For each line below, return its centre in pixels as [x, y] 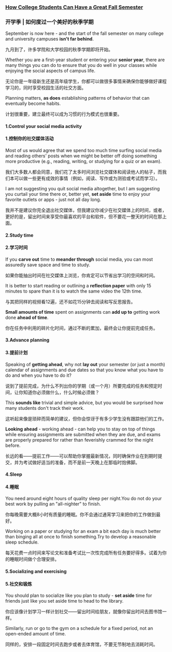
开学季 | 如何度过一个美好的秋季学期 [49, 22]
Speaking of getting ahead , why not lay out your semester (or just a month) [85, 364]
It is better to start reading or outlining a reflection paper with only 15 [78, 285]
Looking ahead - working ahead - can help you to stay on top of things [80, 429]
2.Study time [19, 235]
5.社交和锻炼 [19, 584]
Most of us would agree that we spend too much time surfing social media [84, 151]
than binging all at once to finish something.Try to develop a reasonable [81, 537]
